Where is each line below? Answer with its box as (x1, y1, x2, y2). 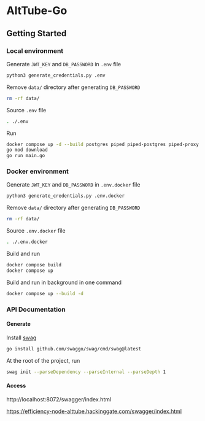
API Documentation (6, 305, 66, 314)
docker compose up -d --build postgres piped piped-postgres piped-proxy (6, 141, 199, 147)
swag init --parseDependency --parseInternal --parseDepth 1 (6, 369, 166, 375)
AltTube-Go (6, 4, 68, 18)
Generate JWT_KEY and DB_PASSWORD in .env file (6, 60, 122, 68)
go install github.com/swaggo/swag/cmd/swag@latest (6, 346, 141, 352)
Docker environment (6, 167, 69, 176)
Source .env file (6, 106, 47, 114)
